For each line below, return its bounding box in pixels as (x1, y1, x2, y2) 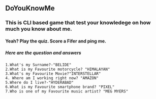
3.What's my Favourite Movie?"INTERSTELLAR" (5, 71, 101, 76)
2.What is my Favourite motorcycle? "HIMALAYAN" (5, 67, 110, 72)
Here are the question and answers (5, 49, 81, 56)
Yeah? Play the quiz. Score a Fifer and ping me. (5, 38, 107, 44)
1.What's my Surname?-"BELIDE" (5, 62, 72, 67)
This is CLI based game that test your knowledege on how (5, 19, 151, 26)
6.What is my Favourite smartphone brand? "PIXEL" (5, 84, 115, 89)
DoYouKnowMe (5, 4, 55, 13)
